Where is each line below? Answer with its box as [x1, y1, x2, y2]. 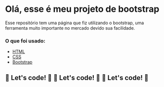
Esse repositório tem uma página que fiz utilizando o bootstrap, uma [5, 20, 144, 26]
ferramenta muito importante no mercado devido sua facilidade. [5, 25, 135, 31]
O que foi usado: [5, 37, 45, 44]
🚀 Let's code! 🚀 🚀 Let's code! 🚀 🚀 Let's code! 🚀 [5, 73, 149, 82]
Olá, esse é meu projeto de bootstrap [5, 3, 160, 15]
